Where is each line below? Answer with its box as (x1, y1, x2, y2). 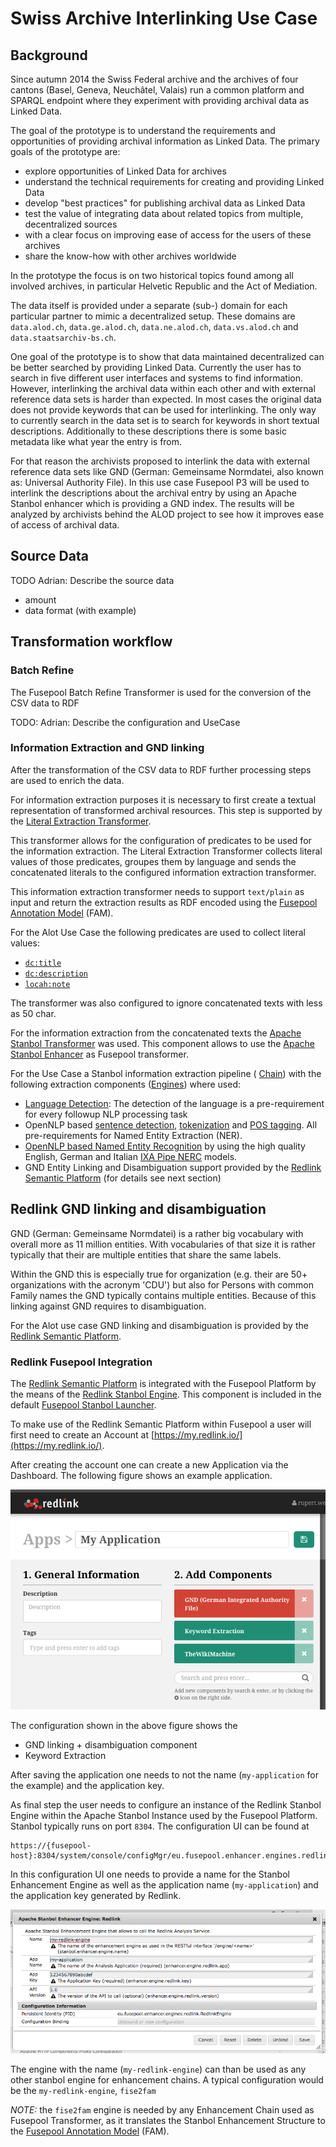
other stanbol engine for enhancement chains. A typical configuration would (10, 2074, 324, 2086)
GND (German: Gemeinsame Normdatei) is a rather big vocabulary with (10, 1227, 304, 1239)
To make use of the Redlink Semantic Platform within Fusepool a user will (10, 1418, 312, 1430)
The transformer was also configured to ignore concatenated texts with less (10, 997, 323, 1009)
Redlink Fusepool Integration (10, 1355, 153, 1369)
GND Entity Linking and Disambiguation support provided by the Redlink (24, 1161, 322, 1173)
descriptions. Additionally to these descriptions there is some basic (10, 425, 287, 437)
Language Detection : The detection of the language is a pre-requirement (24, 1097, 325, 1109)
